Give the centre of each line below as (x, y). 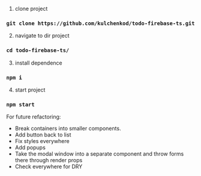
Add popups (30, 148)
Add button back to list (43, 135)
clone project (31, 9)
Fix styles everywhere (42, 141)
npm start (20, 104)
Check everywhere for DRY (49, 166)
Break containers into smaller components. (68, 129)
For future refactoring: (34, 117)
